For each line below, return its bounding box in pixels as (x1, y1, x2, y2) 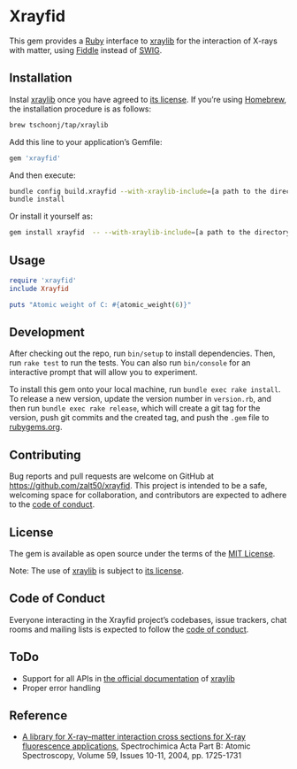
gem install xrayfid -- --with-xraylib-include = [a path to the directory (9, 228, 291, 237)
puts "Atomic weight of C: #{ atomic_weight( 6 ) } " (9, 300, 192, 309)
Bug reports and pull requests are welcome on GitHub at (9, 471, 215, 481)
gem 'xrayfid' (9, 153, 62, 163)
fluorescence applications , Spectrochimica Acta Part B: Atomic (21, 741, 251, 751)
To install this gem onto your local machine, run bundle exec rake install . (9, 384, 281, 395)
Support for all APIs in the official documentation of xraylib (21, 673, 236, 683)
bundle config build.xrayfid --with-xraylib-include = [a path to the (9, 187, 267, 196)
